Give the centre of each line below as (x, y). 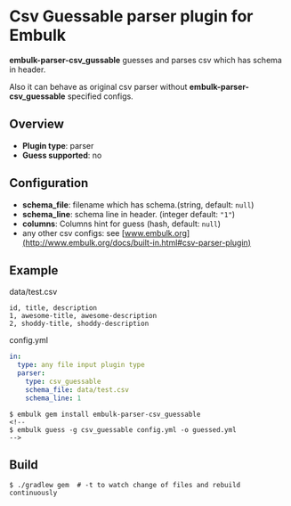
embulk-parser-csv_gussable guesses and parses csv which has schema (145, 60)
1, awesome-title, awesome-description (83, 316)
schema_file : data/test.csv (77, 389)
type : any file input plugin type (81, 365)
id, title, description (53, 308)
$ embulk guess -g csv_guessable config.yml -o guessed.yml (123, 429)
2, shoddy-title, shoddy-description (79, 324)
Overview (37, 124)
